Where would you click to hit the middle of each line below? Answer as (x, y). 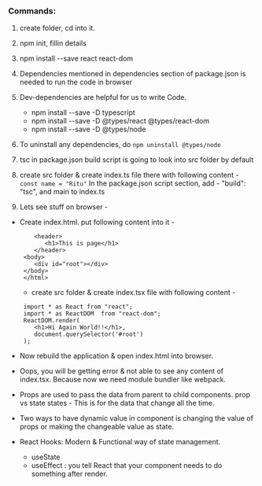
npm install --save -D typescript (83, 112)
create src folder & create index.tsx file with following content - (133, 293)
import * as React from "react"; (78, 307)
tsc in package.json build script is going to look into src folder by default (137, 160)
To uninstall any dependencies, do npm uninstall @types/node (120, 145)
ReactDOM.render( (52, 321)
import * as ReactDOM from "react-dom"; (92, 314)
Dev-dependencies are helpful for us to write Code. (103, 98)
